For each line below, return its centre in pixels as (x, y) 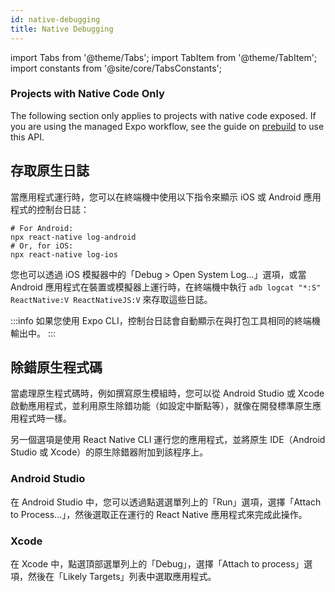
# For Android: (42, 228)
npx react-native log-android (73, 237)
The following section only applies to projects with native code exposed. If (163, 115)
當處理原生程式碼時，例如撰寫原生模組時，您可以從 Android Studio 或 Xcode (167, 393)
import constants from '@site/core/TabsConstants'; (116, 68)
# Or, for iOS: (42, 246)
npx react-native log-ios (64, 254)
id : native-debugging (55, 19)
